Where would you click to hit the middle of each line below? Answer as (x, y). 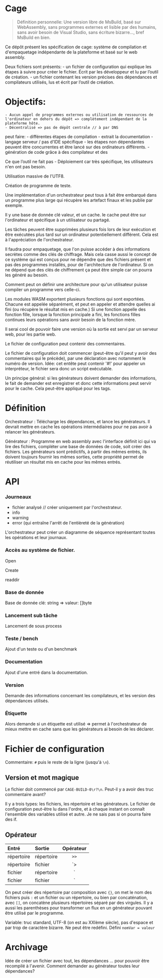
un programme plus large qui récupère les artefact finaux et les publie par (79, 200)
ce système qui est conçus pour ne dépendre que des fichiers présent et (78, 259)
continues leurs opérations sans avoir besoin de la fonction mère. (71, 320)
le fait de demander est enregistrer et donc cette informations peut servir (78, 383)
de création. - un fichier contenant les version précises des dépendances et (81, 77)
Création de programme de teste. (38, 185)
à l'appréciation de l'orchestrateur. (39, 239)
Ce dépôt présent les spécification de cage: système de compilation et (76, 47)
